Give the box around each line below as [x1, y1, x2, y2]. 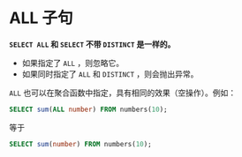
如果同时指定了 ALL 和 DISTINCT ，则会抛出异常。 [21, 68, 199, 79]
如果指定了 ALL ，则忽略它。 [21, 57, 125, 68]
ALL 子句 [9, 8, 73, 28]
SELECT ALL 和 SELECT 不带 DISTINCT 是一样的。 [9, 39, 176, 49]
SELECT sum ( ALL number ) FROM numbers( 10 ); [9, 105, 168, 114]
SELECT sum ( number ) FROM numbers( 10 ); [9, 139, 152, 148]
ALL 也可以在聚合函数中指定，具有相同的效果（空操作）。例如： [9, 87, 237, 98]
